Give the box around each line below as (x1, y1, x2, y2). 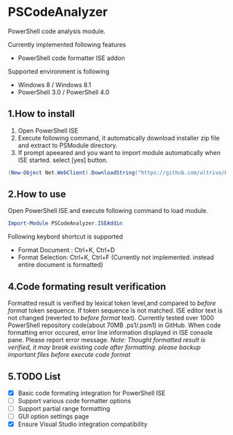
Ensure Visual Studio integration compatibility (17, 420, 148, 429)
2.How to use (8, 188, 66, 201)
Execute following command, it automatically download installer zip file (17, 133, 220, 142)
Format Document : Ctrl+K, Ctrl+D (17, 246, 115, 254)
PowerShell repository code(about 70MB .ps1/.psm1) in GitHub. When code (8, 321, 221, 329)
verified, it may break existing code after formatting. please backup (8, 343, 201, 351)
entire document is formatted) (17, 261, 104, 269)
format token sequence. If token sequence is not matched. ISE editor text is (8, 306, 223, 315)
